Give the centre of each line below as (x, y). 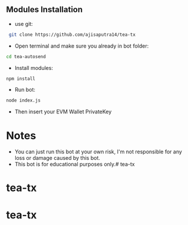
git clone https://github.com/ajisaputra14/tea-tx (72, 35)
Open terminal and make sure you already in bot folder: (82, 46)
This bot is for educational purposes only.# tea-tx (75, 164)
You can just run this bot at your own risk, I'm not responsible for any (98, 152)
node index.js (24, 100)
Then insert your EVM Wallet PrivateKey (63, 112)
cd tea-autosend (26, 56)
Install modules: (34, 68)
